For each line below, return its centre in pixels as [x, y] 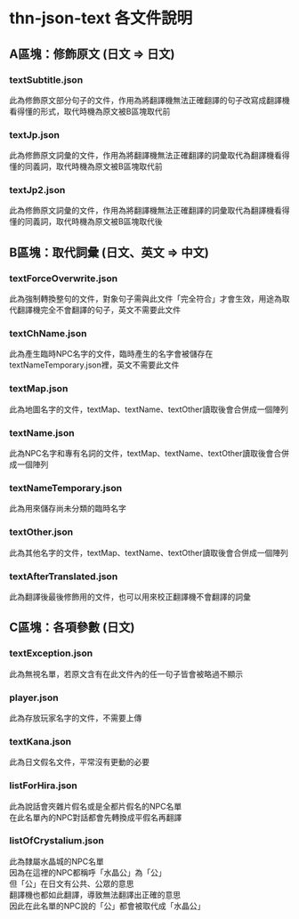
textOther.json [41, 532]
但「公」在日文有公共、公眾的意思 [72, 883]
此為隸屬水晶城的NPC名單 [57, 861]
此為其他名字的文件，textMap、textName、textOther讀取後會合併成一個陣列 [149, 552]
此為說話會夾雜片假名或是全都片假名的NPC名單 [96, 806]
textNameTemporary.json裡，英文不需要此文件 [94, 365]
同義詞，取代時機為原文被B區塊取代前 [93, 166]
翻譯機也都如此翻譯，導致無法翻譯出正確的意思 [95, 894]
